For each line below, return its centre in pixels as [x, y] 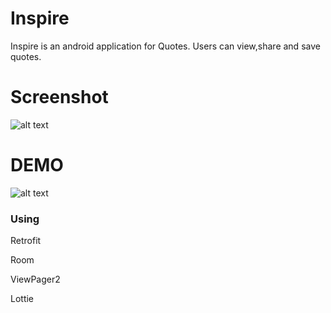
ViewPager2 [35, 279]
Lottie [22, 299]
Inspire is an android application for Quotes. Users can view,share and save [165, 46]
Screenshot [59, 97]
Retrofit [26, 241]
